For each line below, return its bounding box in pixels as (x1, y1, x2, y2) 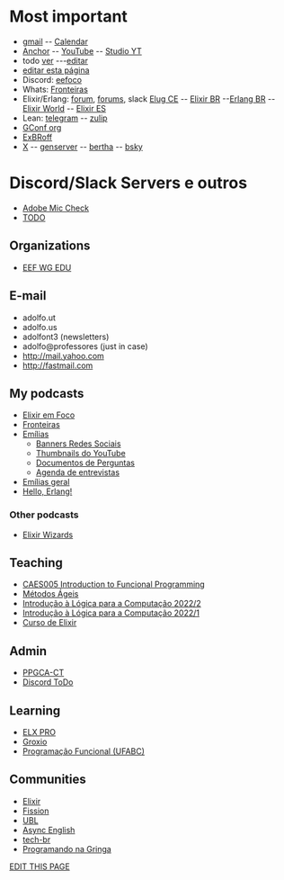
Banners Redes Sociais (35, 438, 121, 449)
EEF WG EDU (22, 262, 72, 273)
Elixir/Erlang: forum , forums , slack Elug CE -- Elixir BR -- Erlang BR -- (22, 93, 276, 104)
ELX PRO (22, 727, 57, 738)
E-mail (9, 288, 47, 303)
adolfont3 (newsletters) (22, 331, 110, 342)
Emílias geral (22, 477, 70, 488)
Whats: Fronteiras (22, 84, 88, 94)
